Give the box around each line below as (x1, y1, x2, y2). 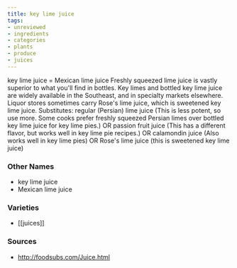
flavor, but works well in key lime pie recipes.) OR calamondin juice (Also (7, 128, 219, 137)
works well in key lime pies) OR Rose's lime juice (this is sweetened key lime (7, 136, 230, 145)
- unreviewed (7, 23, 46, 30)
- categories (7, 37, 46, 44)
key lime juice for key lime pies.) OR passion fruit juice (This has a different (7, 121, 226, 130)
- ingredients (7, 30, 50, 38)
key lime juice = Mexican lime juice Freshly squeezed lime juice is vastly (7, 76, 218, 84)
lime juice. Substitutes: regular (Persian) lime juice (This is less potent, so (7, 106, 221, 114)
